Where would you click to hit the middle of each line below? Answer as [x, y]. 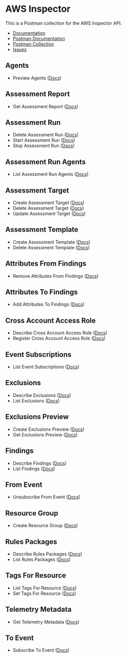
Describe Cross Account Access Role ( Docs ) [60, 333]
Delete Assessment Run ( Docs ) [46, 135]
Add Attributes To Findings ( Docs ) [49, 304]
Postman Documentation [39, 38]
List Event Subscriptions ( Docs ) [46, 367]
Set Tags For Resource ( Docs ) [44, 593]
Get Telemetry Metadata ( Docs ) [46, 622]
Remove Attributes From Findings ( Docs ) [56, 276]
